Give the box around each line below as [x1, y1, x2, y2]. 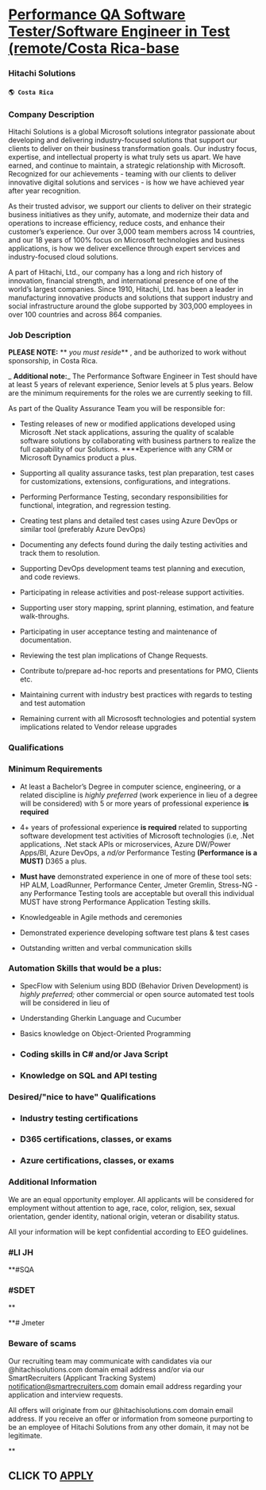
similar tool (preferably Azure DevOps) [19, 525, 146, 534]
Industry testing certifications [19, 1112, 139, 1123]
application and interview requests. [8, 1390, 123, 1399]
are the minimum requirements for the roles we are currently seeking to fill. [8, 388, 253, 398]
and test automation [19, 698, 86, 708]
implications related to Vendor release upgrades [19, 722, 177, 732]
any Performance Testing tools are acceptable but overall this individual [19, 888, 255, 898]
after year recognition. [8, 186, 81, 196]
